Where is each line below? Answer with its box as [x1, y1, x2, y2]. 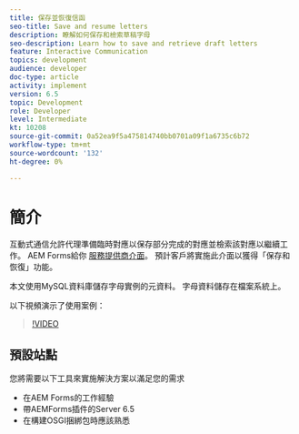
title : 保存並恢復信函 [9, 13, 86, 23]
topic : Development [9, 97, 84, 107]
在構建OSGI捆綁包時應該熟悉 [22, 415, 130, 426]
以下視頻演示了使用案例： [9, 300, 105, 311]
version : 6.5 [9, 89, 59, 98]
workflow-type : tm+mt [9, 140, 92, 149]
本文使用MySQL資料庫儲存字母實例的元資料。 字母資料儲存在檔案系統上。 [9, 281, 286, 292]
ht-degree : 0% [9, 156, 64, 167]
